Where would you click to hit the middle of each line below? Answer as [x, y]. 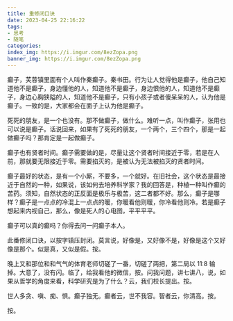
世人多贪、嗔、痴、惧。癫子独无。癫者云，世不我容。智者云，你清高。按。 [113, 295]
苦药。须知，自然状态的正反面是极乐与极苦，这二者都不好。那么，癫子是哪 [113, 193]
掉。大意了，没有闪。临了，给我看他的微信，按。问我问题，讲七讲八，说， [113, 272]
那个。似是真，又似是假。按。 [62, 249]
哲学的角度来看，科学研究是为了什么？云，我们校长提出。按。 [107, 281]
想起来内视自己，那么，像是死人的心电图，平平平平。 [83, 211]
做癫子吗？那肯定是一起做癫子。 [53, 138]
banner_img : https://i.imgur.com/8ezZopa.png [74, 59]
